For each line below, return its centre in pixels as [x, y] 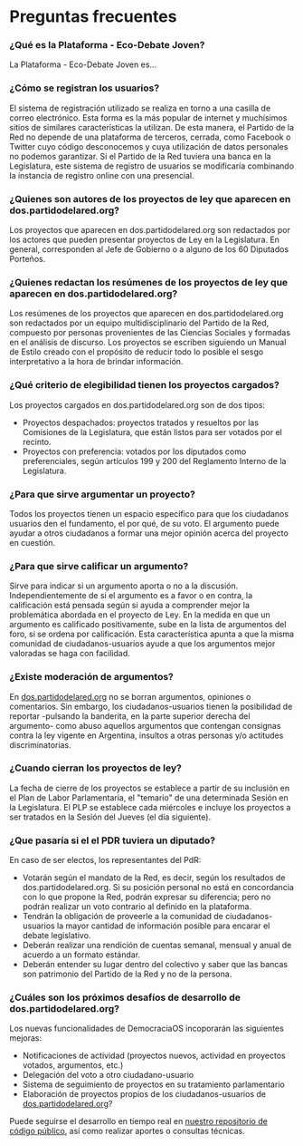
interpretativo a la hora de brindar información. [96, 362]
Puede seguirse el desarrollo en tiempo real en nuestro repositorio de [139, 1121]
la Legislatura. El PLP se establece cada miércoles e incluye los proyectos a [150, 807]
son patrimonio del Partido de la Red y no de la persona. [127, 974]
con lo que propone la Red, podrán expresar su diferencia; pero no [147, 897]
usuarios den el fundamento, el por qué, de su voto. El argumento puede [144, 523]
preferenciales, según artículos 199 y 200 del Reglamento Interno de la [154, 461]
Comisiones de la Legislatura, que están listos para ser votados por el [152, 432]
